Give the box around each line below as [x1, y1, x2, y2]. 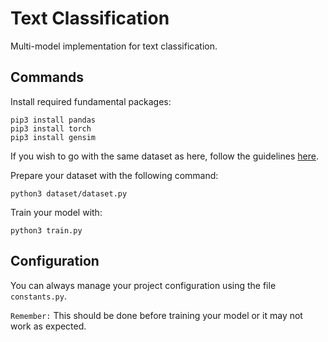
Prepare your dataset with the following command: [10, 169, 219, 181]
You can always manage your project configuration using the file [10, 279, 277, 291]
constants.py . [10, 290, 67, 302]
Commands [10, 69, 85, 86]
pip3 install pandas [10, 115, 97, 125]
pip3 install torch [10, 123, 92, 134]
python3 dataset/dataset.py [10, 188, 128, 199]
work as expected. [10, 320, 87, 332]
